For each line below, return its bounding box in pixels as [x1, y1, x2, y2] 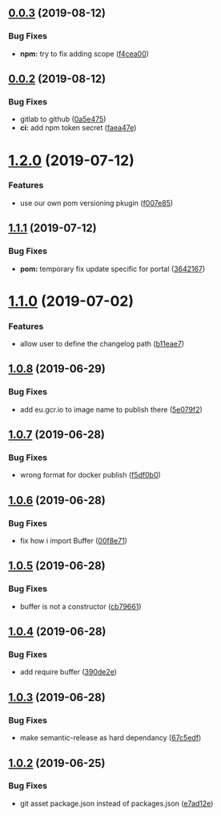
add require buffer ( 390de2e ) [19, 667, 118, 677]
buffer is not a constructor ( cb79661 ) [19, 601, 142, 611]
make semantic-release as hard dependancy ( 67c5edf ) [19, 733, 202, 743]
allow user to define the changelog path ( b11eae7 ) [19, 339, 185, 349]
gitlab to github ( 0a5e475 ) [19, 114, 106, 124]
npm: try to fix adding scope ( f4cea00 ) [19, 48, 150, 59]
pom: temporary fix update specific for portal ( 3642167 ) [19, 264, 206, 273]
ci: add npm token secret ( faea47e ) [19, 123, 137, 133]
